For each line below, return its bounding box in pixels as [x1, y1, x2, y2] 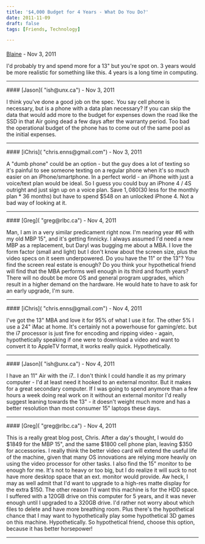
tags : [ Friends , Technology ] [6, 26, 81, 32]
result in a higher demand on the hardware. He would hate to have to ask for [6, 280, 198, 288]
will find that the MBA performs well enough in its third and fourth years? [6, 267, 189, 275]
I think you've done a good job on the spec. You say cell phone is [6, 98, 170, 105]
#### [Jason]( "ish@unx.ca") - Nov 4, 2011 [6, 360, 115, 367]
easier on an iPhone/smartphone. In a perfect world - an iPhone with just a [6, 173, 194, 181]
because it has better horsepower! [6, 524, 93, 532]
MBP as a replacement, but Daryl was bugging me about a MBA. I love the [6, 241, 192, 248]
